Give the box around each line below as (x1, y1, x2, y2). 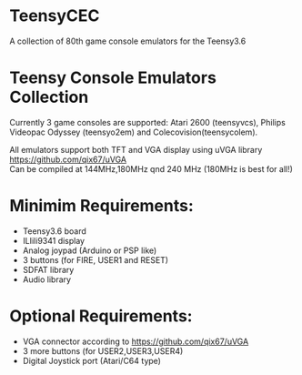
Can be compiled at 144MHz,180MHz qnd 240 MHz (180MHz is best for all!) (9, 163, 294, 174)
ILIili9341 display (22, 235, 85, 246)
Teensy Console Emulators (9, 67, 216, 88)
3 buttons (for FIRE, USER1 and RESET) (22, 254, 169, 265)
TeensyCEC (9, 5, 100, 26)
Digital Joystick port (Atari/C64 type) (22, 355, 162, 366)
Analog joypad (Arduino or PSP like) (22, 245, 157, 256)
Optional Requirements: (9, 306, 193, 326)
